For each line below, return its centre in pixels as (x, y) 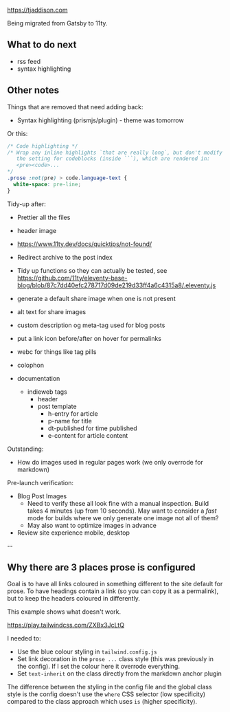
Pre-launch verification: (41, 482)
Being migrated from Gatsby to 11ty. (57, 23)
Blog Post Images (42, 496)
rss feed (29, 61)
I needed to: (24, 638)
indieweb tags (47, 392)
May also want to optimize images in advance (92, 525)
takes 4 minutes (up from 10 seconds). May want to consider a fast (122, 511)
